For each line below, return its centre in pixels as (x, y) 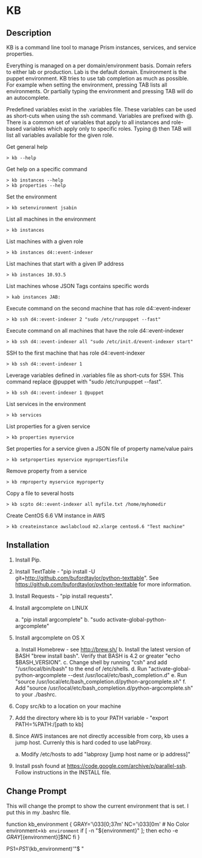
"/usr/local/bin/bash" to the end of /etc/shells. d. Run (81, 669)
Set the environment (32, 197)
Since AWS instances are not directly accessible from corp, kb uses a (102, 736)
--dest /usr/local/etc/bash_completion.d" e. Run (127, 675)
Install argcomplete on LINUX (52, 607)
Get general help (27, 147)
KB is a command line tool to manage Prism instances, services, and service (101, 47)
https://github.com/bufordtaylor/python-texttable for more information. (103, 584)
